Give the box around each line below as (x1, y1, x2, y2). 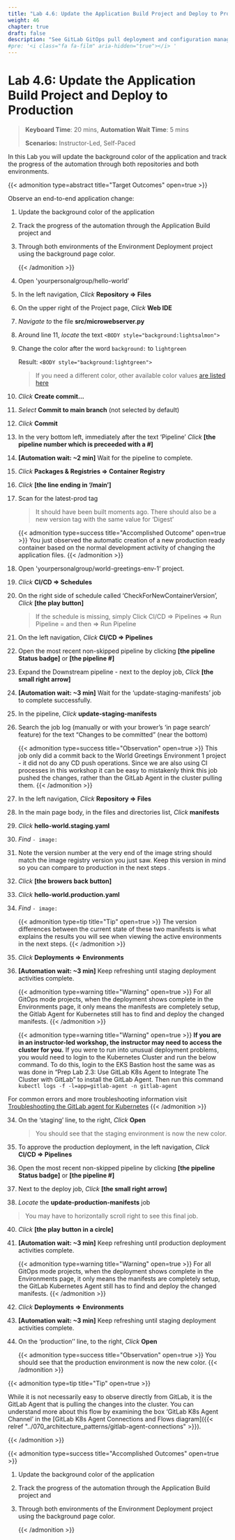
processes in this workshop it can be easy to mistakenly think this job (17, 766, 218, 774)
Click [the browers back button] (17, 877, 112, 885)
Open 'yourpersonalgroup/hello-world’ (17, 276, 130, 285)
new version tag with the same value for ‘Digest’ (35, 515, 174, 523)
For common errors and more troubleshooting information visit (8, 1094, 188, 1103)
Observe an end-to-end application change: (8, 194, 135, 202)
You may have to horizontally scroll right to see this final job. (24, 1211, 198, 1220)
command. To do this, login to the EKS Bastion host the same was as (17, 1060, 215, 1069)
